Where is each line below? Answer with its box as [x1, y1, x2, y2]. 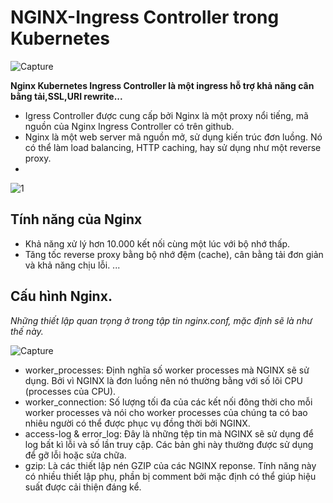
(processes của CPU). [24, 385, 117, 397]
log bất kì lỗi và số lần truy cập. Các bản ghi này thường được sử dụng [24, 438, 314, 450]
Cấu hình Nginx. [10, 288, 113, 305]
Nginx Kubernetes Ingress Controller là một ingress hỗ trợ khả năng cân [10, 79, 315, 91]
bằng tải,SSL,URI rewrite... [10, 90, 123, 102]
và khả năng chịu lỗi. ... [24, 259, 121, 271]
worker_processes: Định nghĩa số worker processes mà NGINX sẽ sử [24, 364, 310, 376]
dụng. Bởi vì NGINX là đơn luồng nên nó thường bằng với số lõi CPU [24, 374, 303, 386]
